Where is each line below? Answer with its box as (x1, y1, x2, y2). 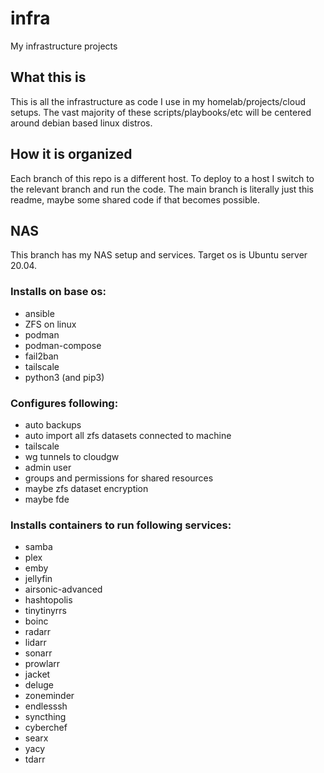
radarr (24, 626, 52, 638)
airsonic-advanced (24, 583, 103, 596)
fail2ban (24, 350, 59, 362)
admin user (24, 461, 72, 473)
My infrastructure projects (10, 40, 118, 52)
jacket (24, 668, 51, 681)
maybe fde (24, 493, 70, 505)
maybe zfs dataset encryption (24, 482, 149, 494)
